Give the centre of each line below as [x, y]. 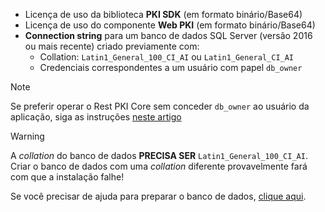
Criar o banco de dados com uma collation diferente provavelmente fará [159, 166]
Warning [27, 136]
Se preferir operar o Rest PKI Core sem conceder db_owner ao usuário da [160, 106]
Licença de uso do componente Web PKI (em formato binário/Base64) [170, 25]
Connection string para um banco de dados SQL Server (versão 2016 [168, 35]
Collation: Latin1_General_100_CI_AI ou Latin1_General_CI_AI [167, 57]
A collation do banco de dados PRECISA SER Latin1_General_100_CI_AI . [159, 155]
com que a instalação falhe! [67, 177]
